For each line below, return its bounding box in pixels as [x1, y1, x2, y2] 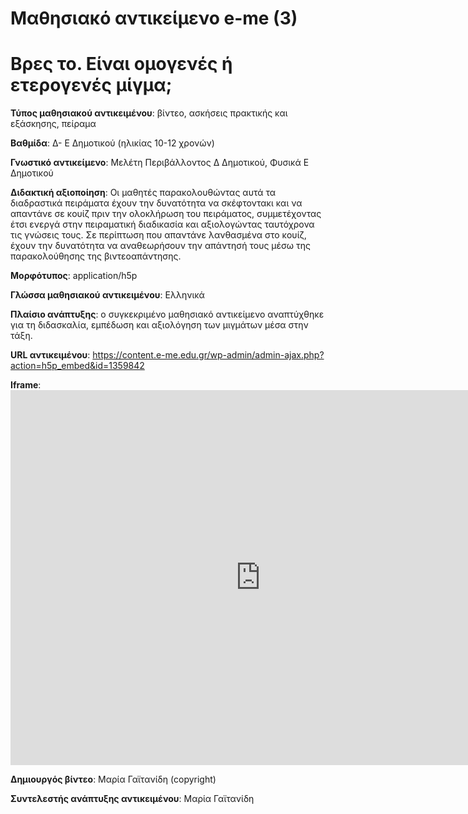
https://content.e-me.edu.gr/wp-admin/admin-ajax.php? [92, 349, 325, 361]
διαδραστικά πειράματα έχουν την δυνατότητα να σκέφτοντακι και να [10, 197, 303, 209]
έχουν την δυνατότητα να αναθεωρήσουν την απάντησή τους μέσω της [10, 240, 312, 252]
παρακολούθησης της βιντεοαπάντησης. [10, 250, 182, 262]
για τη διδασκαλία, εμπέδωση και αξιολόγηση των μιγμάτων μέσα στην [10, 319, 309, 331]
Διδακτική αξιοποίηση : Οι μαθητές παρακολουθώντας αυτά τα [10, 187, 277, 199]
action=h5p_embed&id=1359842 [10, 360, 145, 372]
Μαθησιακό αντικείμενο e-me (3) [10, 7, 298, 30]
